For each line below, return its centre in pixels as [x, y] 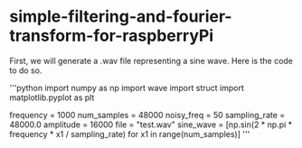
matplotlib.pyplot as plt [52, 97]
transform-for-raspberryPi [112, 36]
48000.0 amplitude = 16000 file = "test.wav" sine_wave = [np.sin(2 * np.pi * [151, 125]
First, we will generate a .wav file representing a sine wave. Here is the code [151, 60]
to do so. [26, 70]
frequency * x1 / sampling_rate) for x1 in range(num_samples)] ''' [130, 134]
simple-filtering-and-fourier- [121, 17]
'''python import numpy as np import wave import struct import [127, 88]
